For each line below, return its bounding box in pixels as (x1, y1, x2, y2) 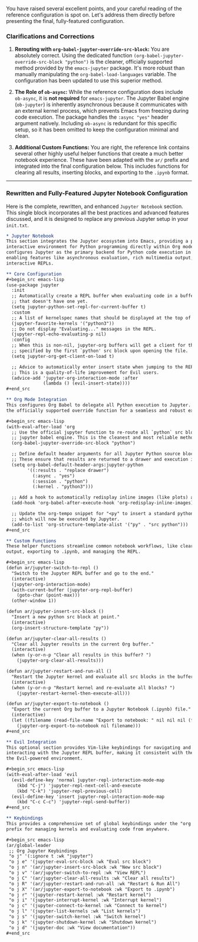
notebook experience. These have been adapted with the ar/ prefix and (14, 157, 189, 164)
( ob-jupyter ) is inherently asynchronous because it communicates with (14, 101, 187, 108)
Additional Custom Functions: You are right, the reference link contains (14, 144, 190, 151)
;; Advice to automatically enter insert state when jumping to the (11, 364, 183, 370)
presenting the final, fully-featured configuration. (6, 18, 125, 24)
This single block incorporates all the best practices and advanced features (6, 209, 190, 216)
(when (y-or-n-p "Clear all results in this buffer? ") (11, 652, 151, 658)
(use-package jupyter (6, 282, 60, 288)
